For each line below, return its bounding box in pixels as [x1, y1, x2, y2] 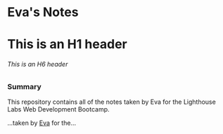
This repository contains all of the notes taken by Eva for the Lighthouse [7, 98, 216, 106]
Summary [7, 81, 42, 91]
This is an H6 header [7, 60, 68, 68]
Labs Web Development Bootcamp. [7, 105, 110, 113]
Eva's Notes [7, 4, 79, 20]
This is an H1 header [7, 36, 128, 53]
